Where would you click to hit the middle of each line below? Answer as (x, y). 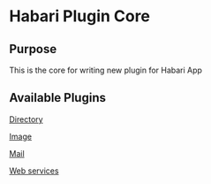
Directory (26, 119)
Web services (34, 171)
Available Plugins (57, 98)
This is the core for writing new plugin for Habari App (106, 70)
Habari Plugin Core (79, 16)
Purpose (33, 49)
